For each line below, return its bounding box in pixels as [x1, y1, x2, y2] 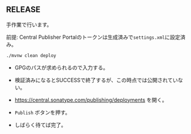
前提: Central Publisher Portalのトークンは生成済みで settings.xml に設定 [6, 33, 180, 41]
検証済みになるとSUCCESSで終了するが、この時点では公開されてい [14, 76, 178, 83]
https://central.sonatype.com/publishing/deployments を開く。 [14, 96, 167, 103]
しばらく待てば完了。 [14, 121, 66, 128]
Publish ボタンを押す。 [14, 109, 71, 116]
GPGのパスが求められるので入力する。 [14, 64, 109, 71]
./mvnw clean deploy [6, 52, 57, 58]
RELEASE [6, 5, 41, 15]
